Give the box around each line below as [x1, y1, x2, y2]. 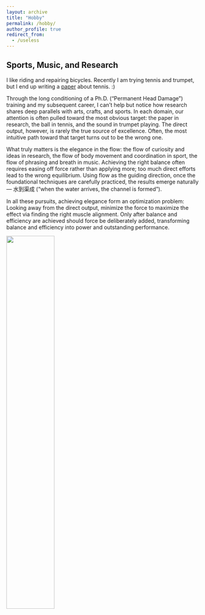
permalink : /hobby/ [6, 20, 56, 26]
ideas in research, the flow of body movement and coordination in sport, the [6, 152, 198, 159]
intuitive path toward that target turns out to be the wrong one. [6, 133, 164, 141]
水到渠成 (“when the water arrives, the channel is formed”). [13, 185, 162, 193]
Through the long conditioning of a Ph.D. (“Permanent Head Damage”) [6, 94, 183, 102]
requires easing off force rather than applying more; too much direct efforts [6, 165, 196, 172]
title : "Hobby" [6, 15, 45, 21]
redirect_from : [6, 32, 45, 38]
